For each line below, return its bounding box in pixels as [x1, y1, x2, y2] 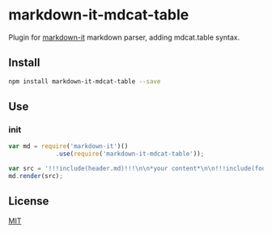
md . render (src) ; [8, 172, 63, 180]
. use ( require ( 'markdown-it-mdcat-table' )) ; [55, 150, 205, 159]
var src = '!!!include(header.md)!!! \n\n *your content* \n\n [8, 164, 216, 173]
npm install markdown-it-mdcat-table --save [8, 77, 161, 86]
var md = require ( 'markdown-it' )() [8, 142, 129, 150]
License [8, 194, 49, 208]
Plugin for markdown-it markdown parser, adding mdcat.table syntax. [8, 32, 240, 42]
